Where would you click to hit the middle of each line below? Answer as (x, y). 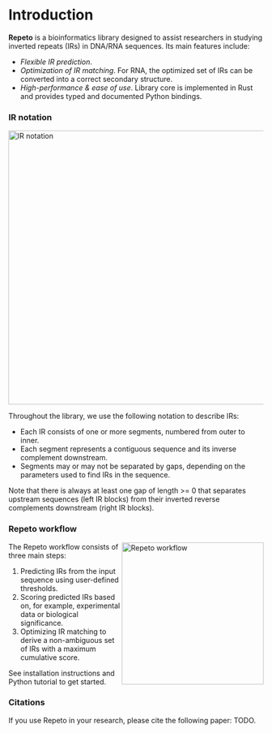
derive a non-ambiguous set (67, 640)
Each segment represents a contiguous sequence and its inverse (128, 449)
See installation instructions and (62, 673)
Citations (27, 702)
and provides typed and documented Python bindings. (111, 96)
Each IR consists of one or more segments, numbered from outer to (132, 432)
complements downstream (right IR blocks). (81, 508)
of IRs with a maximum (58, 649)
